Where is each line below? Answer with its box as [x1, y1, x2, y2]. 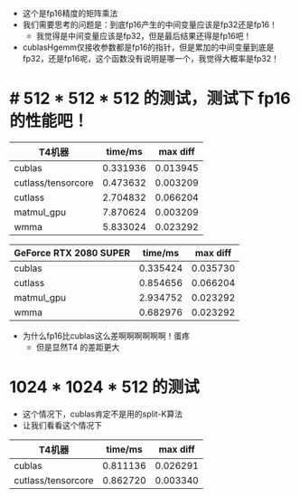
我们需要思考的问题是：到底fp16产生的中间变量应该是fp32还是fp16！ [22, 19, 278, 30]
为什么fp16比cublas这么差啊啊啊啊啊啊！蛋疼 [22, 330, 190, 341]
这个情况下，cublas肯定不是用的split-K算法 [22, 408, 183, 419]
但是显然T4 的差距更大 [35, 341, 120, 352]
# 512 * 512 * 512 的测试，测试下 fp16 [9, 89, 291, 109]
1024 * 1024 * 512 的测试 [9, 377, 201, 397]
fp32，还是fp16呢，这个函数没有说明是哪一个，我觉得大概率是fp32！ [22, 53, 280, 63]
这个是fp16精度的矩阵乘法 [22, 8, 118, 18]
